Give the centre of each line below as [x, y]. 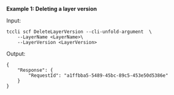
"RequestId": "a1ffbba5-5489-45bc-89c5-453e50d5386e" [98, 76]
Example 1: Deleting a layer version [51, 9]
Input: [14, 20]
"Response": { [35, 70]
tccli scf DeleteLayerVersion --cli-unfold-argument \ [79, 32]
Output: [16, 54]
